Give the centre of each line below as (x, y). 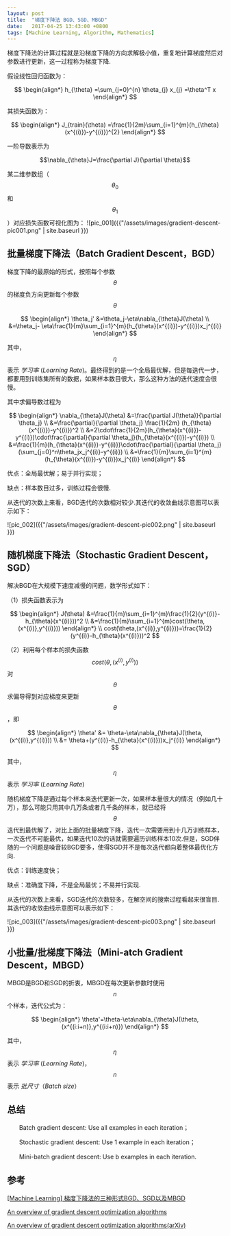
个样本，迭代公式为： (37, 1005)
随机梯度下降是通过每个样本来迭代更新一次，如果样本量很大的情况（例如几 (112, 799)
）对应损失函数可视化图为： (46, 223)
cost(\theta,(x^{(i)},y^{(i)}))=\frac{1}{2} (158, 628)
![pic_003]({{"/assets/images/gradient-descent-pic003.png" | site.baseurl (111, 922)
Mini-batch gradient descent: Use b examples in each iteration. (108, 1157)
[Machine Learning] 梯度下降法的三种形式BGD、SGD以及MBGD (97, 1198)
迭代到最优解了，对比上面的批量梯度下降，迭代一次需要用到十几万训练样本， (115, 830)
